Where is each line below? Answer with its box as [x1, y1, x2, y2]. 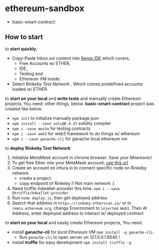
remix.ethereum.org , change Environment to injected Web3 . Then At [12, 205, 147, 211]
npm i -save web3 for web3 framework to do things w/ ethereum [12, 130, 140, 136]
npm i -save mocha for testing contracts [12, 125, 91, 131]
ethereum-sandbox [5, 3, 85, 14]
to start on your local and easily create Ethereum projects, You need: [5, 219, 143, 225]
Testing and [19, 71, 43, 77]
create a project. [19, 175, 52, 181]
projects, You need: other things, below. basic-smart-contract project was [5, 100, 155, 107]
